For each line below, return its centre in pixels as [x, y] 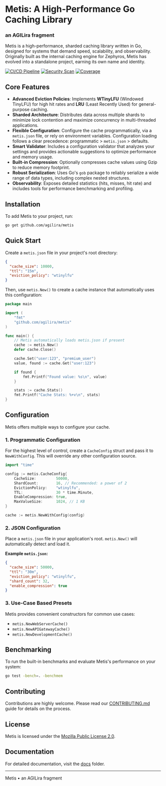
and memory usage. [33, 157]
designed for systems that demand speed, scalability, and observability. [78, 51]
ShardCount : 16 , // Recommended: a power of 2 [70, 483]
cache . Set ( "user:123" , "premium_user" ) [55, 359]
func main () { [20, 336]
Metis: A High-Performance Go [70, 9]
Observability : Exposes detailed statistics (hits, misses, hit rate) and [82, 183]
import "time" [20, 465]
